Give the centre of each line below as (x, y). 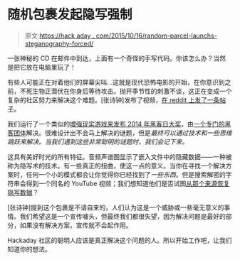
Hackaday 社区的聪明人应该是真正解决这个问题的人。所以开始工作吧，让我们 (120, 240)
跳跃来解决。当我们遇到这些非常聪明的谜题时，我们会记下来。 (98, 141)
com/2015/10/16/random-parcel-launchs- (156, 36)
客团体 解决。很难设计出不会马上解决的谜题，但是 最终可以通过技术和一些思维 (120, 133)
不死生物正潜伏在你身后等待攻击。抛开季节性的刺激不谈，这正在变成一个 (126, 91)
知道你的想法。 (29, 249)
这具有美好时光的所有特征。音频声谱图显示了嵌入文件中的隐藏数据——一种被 (120, 156)
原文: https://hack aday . (59, 36)
